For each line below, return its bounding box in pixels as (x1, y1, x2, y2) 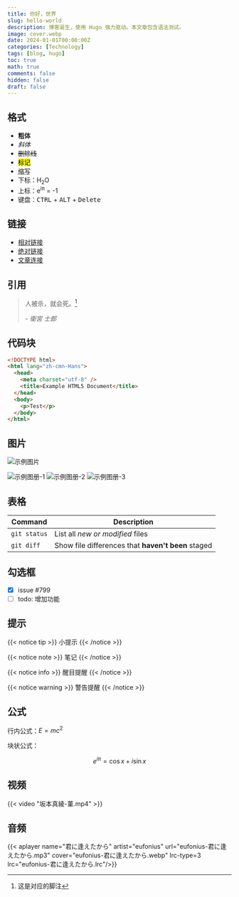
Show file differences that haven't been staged (54, 540, 213, 550)
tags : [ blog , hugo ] (7, 50, 65, 58)
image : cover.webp (7, 30, 62, 38)
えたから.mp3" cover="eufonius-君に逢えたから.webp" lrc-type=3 (7, 851, 201, 860)
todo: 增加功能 (17, 594, 60, 603)
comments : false (7, 70, 55, 77)
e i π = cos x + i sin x (92, 756, 147, 765)
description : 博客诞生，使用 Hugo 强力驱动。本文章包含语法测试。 (7, 23, 185, 31)
